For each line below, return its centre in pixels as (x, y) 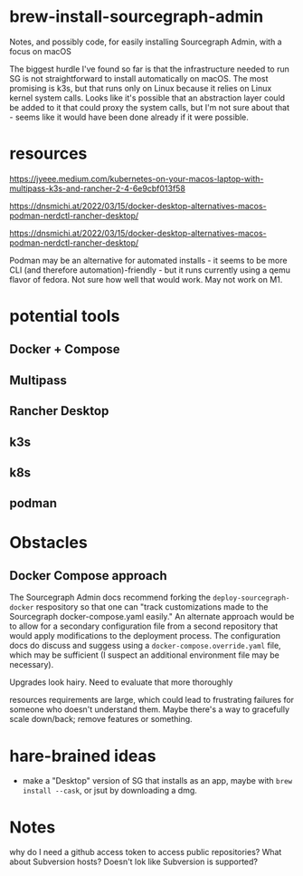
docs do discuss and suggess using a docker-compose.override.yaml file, (146, 646)
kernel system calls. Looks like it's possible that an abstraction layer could (147, 98)
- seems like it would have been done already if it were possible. (129, 117)
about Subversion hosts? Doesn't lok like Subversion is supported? (133, 862)
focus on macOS (41, 51)
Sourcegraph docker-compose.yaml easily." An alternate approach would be (152, 617)
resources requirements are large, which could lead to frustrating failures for (152, 700)
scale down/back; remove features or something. (101, 719)
